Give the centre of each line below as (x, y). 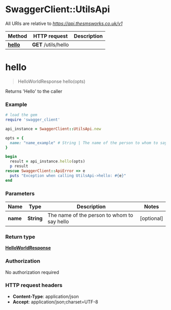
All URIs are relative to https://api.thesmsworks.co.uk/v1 (64, 23)
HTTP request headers (34, 285)
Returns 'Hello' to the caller (34, 91)
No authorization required (32, 272)
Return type (20, 237)
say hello (58, 221)
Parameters (20, 193)
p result (19, 166)
